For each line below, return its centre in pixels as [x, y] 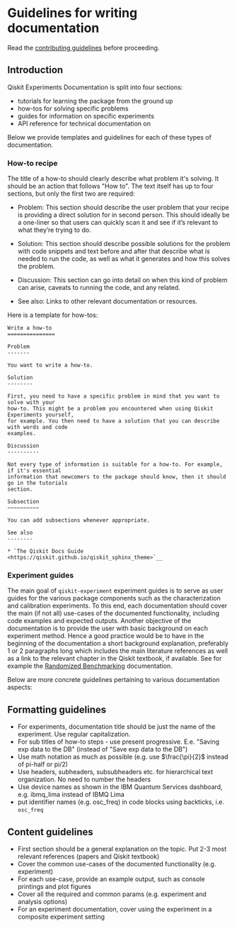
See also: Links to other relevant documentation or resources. [108, 301]
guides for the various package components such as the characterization [114, 598]
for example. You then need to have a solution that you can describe [114, 421]
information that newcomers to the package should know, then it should [117, 477]
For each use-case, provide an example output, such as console [111, 879]
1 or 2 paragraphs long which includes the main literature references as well [118, 651]
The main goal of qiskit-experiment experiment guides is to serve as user [115, 591]
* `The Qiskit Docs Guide [45, 552]
